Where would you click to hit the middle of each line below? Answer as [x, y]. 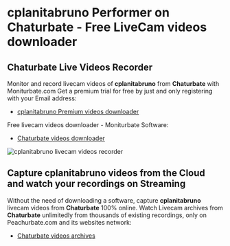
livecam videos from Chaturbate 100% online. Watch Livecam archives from [115, 208]
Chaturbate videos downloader [61, 138]
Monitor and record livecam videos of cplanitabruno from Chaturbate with [113, 83]
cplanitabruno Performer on [89, 13]
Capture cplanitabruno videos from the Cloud [106, 173]
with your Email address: [42, 98]
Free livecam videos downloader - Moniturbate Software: [88, 125]
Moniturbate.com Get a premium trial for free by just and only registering [110, 91]
